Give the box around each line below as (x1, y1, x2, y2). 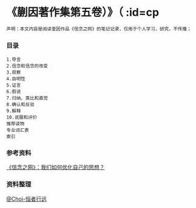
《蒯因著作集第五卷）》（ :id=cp (6, 5, 160, 19)
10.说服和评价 (6, 114, 38, 121)
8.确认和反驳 (6, 102, 35, 108)
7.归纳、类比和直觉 (6, 95, 49, 102)
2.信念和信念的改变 (6, 63, 49, 70)
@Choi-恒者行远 (6, 195, 47, 203)
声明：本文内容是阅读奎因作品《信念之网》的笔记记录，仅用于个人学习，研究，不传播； (6, 25, 192, 32)
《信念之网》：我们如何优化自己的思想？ (6, 164, 105, 171)
